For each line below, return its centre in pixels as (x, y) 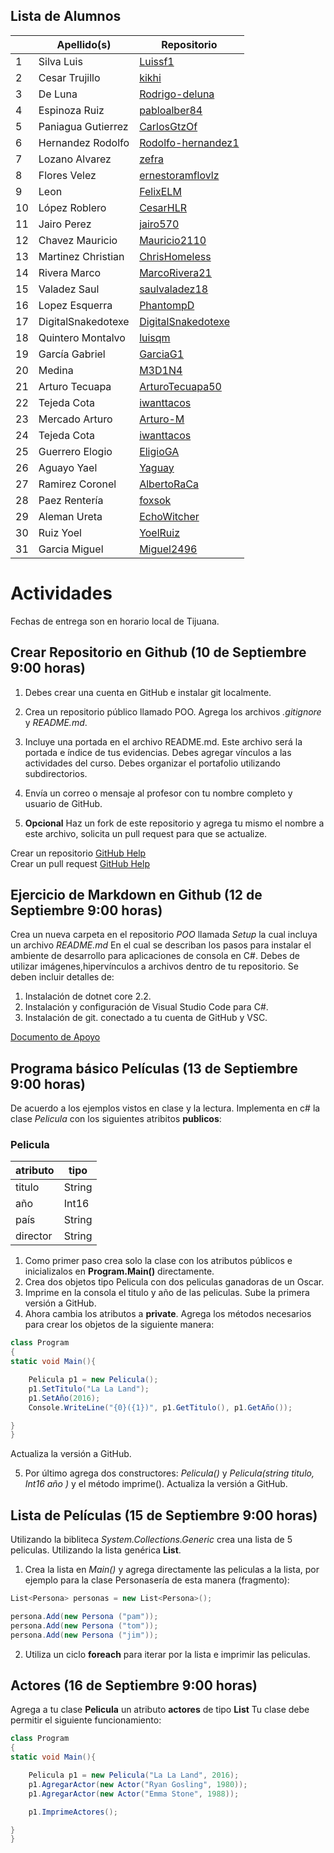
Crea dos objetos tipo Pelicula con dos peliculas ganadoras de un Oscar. (174, 1282)
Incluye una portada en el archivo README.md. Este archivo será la (163, 741)
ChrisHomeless (175, 256)
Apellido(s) (84, 44)
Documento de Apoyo (55, 1037)
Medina (56, 370)
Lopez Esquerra (75, 305)
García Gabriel (72, 354)
